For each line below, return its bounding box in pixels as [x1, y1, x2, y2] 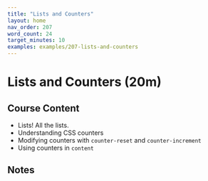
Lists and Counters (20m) [7, 74, 162, 90]
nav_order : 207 [7, 23, 53, 31]
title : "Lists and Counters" [7, 10, 94, 18]
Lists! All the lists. [17, 121, 69, 129]
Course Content [7, 102, 80, 114]
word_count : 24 [7, 30, 53, 38]
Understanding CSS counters [17, 128, 104, 137]
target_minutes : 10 [7, 37, 66, 44]
